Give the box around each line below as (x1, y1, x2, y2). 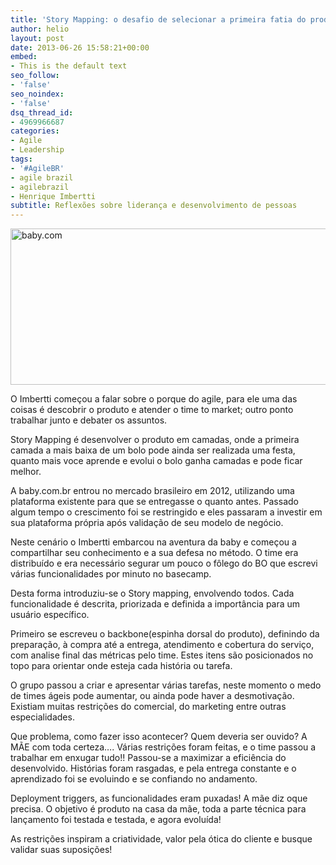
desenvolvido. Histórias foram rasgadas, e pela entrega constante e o (10, 762, 297, 775)
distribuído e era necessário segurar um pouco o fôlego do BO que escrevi (10, 557, 318, 570)
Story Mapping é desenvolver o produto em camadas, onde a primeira (10, 434, 300, 446)
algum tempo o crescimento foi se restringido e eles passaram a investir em (10, 506, 323, 518)
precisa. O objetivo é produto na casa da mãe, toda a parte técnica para (10, 803, 307, 815)
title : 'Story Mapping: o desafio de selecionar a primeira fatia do (10, 14, 307, 25)
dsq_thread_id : (10, 107, 74, 118)
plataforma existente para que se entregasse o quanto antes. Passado (10, 496, 299, 508)
